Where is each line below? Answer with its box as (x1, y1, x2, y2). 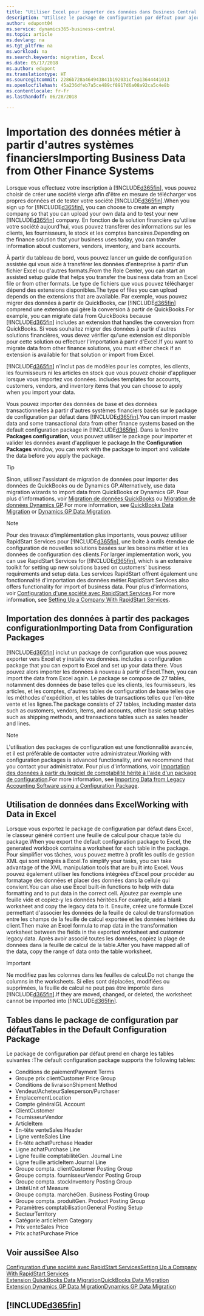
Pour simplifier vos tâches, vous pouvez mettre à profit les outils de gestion (6, 851, 195, 858)
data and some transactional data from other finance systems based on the (6, 419, 195, 427)
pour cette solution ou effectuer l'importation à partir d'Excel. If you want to (6, 338, 194, 345)
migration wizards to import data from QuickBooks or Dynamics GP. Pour (6, 488, 189, 495)
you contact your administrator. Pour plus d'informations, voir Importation (6, 762, 190, 770)
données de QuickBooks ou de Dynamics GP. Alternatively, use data (6, 481, 175, 489)
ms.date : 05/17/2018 (6, 60, 59, 66)
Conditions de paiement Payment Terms (15, 1068, 114, 1076)
